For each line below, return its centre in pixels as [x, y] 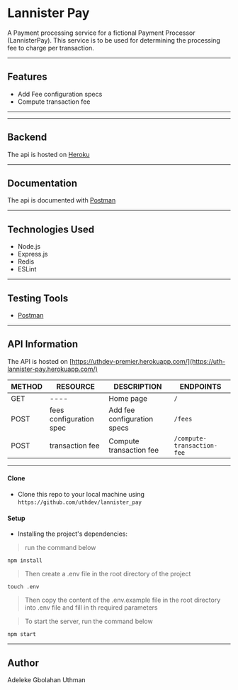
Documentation [42, 183]
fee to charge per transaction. [51, 48]
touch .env [23, 587]
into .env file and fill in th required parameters [91, 608]
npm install [25, 561]
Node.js [29, 247]
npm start [22, 635]
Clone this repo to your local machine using [81, 495]
